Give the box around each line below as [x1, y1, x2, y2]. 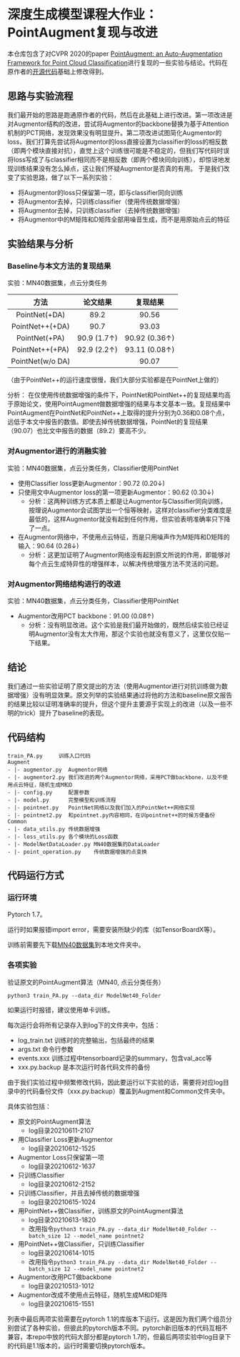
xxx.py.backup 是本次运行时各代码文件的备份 [17, 1063, 151, 1071]
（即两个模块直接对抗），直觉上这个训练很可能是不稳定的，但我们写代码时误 [7, 146, 230, 154]
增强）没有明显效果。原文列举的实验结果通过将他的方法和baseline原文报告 [13, 690, 233, 699]
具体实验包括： [7, 1102, 51, 1110]
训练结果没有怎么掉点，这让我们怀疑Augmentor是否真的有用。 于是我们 [13, 164, 224, 172]
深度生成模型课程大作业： [7, 6, 159, 23]
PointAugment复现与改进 [7, 24, 159, 41]
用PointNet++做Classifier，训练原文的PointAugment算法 [17, 1206, 184, 1215]
